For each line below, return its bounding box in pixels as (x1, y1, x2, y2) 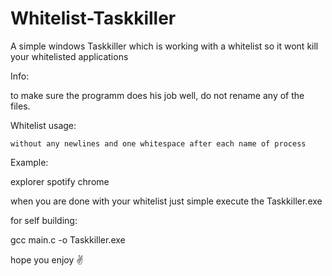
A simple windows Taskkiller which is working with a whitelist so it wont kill (10, 40, 319, 52)
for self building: (10, 214, 78, 226)
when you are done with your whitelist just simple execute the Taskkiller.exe (10, 195, 323, 207)
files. (10, 100, 31, 112)
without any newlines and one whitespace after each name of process (10, 138, 307, 149)
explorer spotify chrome (10, 175, 110, 187)
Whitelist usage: (10, 119, 77, 131)
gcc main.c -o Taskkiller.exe (10, 233, 126, 246)
